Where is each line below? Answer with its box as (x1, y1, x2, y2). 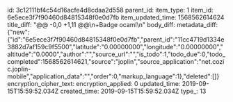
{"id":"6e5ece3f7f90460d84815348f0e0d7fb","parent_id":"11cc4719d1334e (7, 35, 225, 44)
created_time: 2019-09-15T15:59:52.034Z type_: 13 (60, 87, 207, 95)
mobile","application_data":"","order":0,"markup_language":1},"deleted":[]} (7, 72, 220, 80)
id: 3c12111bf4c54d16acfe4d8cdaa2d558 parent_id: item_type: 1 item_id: (7, 6, 214, 14)
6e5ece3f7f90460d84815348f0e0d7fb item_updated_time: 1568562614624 (7, 13, 225, 22)
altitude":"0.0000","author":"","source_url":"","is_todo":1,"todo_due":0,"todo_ (7, 50, 226, 58)
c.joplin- (7, 65, 31, 73)
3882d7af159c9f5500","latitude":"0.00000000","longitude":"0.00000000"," (7, 43, 224, 51)
